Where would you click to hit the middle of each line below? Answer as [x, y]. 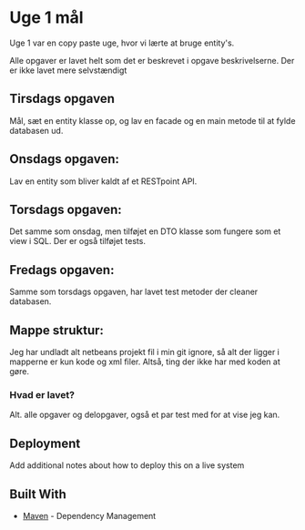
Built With [38, 494]
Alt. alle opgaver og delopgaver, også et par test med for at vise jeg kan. [145, 415]
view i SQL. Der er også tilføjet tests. [77, 241]
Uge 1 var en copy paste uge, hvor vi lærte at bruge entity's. [122, 43]
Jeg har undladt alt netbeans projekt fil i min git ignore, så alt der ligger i [144, 352]
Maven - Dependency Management [89, 515]
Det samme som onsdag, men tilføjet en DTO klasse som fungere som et [145, 231]
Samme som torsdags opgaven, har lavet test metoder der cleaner [134, 292]
